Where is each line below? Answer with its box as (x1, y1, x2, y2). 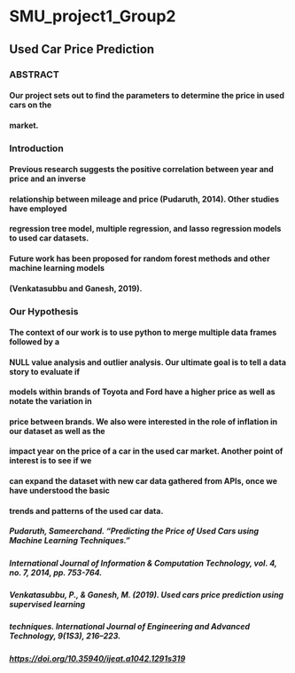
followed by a (9, 336, 60, 347)
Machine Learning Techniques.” (9, 535, 131, 546)
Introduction (9, 142, 64, 154)
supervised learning (9, 599, 86, 609)
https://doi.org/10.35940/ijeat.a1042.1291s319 (9, 653, 186, 663)
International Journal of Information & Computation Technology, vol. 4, (9, 558, 277, 568)
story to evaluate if (9, 366, 81, 376)
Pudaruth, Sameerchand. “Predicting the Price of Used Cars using (9, 526, 260, 536)
